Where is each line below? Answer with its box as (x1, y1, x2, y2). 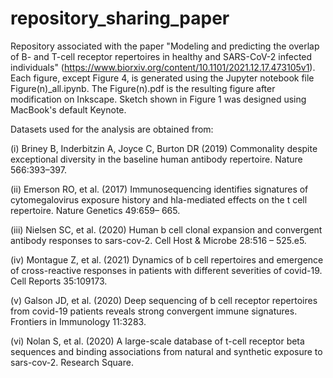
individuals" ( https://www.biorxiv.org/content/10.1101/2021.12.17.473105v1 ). (10, 61, 316, 73)
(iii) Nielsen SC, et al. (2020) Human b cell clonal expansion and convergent (10, 223, 323, 236)
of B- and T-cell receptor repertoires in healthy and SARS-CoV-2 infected (10, 50, 313, 62)
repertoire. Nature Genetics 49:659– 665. (10, 204, 181, 216)
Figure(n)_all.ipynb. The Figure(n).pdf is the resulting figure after (10, 82, 276, 94)
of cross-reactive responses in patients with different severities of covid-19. (10, 264, 323, 276)
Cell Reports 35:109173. (10, 275, 108, 287)
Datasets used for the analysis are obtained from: (10, 123, 214, 135)
